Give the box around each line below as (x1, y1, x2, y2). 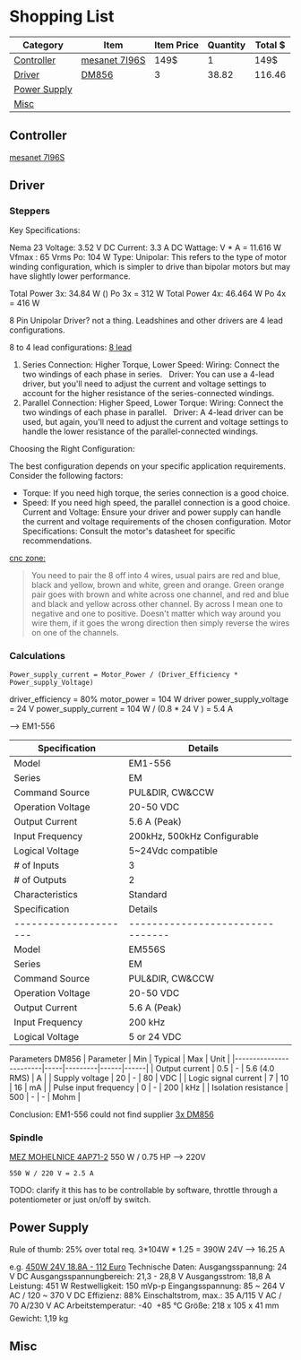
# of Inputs (13, 859, 60, 871)
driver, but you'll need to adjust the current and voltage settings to (21, 378, 267, 389)
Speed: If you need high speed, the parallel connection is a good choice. (21, 498, 290, 508)
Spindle (9, 1131, 44, 1144)
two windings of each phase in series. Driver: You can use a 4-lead (21, 369, 275, 380)
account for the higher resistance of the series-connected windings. (21, 388, 275, 399)
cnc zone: (9, 553, 47, 564)
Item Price (153, 39, 200, 51)
